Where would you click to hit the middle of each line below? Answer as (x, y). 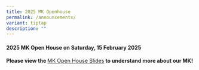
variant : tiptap (26, 23)
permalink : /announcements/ (41, 17)
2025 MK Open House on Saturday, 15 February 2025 (74, 47)
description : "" (26, 28)
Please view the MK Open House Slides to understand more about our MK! (99, 61)
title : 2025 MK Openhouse (38, 12)
